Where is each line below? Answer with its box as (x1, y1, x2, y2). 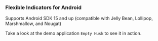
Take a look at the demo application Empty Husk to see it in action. (5, 30, 142, 36)
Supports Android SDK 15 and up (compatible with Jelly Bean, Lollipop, (5, 15, 153, 21)
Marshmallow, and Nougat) (5, 20, 62, 26)
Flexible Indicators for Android (5, 4, 82, 11)
